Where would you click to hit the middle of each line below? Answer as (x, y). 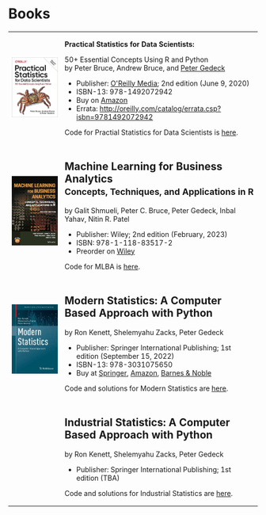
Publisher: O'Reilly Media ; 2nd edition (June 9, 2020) (163, 83)
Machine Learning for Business (144, 167)
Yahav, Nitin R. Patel (97, 219)
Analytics (89, 179)
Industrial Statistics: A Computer (147, 423)
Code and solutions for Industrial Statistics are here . (149, 493)
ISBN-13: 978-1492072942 (124, 91)
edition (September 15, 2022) (125, 356)
